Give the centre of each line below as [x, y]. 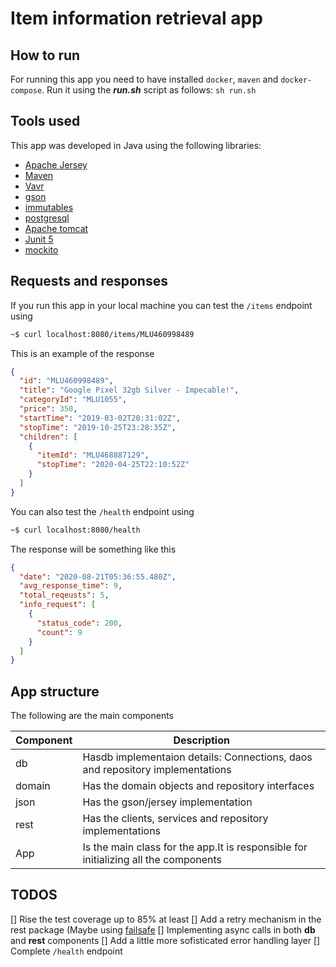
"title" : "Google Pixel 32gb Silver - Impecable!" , [129, 390]
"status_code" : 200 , [79, 623]
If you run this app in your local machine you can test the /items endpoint [161, 305]
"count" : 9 [59, 632]
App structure [55, 691]
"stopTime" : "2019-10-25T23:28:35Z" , [98, 427]
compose [26, 91]
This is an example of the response [82, 353]
